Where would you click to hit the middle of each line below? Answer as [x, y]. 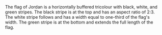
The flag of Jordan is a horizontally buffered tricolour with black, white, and [81, 7]
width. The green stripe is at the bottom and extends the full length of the [79, 22]
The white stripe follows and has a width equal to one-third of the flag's [77, 17]
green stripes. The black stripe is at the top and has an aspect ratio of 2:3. [80, 12]
